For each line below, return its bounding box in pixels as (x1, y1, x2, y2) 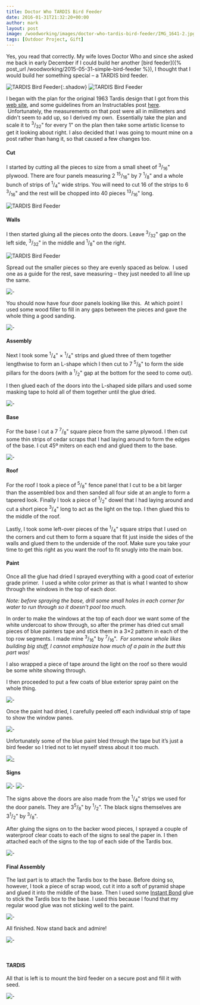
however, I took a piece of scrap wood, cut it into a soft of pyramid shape (6, 883, 186, 890)
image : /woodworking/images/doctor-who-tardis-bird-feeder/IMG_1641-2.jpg (6, 31, 196, 37)
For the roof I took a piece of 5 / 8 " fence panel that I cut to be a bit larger (6, 481, 183, 490)
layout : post (6, 25, 39, 32)
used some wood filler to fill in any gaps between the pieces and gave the (6, 305, 187, 313)
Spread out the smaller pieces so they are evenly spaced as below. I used (6, 264, 188, 271)
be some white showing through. (6, 667, 87, 674)
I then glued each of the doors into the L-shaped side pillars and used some (6, 382, 192, 389)
